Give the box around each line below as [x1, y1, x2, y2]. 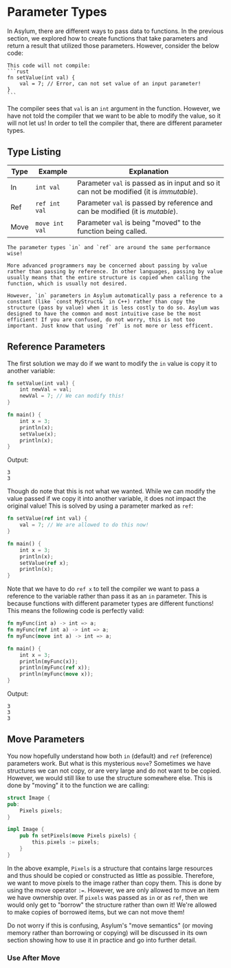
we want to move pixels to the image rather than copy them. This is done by [7, 879, 222, 887]
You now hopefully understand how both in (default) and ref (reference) [7, 751, 213, 760]
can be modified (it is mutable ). [76, 206, 179, 216]
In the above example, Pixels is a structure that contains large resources [7, 864, 213, 872]
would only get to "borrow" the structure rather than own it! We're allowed [7, 901, 217, 909]
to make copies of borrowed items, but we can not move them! [7, 907, 185, 916]
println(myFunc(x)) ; [19, 658, 78, 665]
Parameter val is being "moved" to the [76, 217, 201, 227]
